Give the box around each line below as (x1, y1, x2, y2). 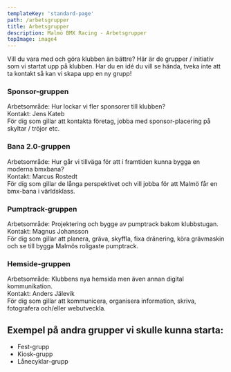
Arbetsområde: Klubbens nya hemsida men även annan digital (7, 275, 185, 283)
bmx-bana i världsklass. (7, 187, 75, 195)
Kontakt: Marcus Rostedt (7, 172, 77, 180)
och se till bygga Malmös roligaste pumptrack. (7, 242, 139, 250)
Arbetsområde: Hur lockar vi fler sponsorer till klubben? (7, 102, 166, 111)
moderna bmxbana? (7, 165, 64, 173)
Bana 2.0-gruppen (7, 142, 71, 151)
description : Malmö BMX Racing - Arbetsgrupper (7, 29, 147, 37)
